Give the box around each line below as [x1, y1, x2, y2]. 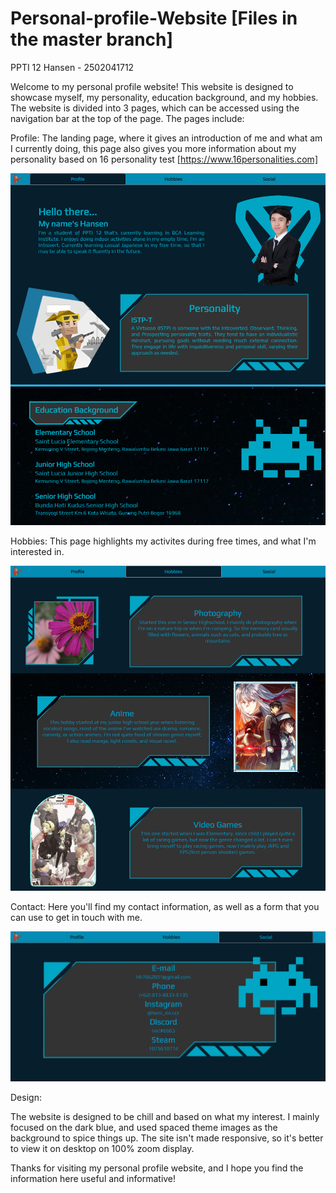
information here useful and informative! [10, 1172, 177, 1184]
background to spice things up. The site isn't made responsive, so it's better [10, 1132, 324, 1144]
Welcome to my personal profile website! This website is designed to [10, 80, 294, 92]
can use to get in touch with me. [10, 912, 143, 924]
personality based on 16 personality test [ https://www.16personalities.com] [10, 153, 318, 165]
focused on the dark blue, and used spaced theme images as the [10, 1121, 278, 1133]
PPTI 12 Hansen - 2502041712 [10, 61, 135, 73]
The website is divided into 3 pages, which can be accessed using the [10, 102, 300, 114]
